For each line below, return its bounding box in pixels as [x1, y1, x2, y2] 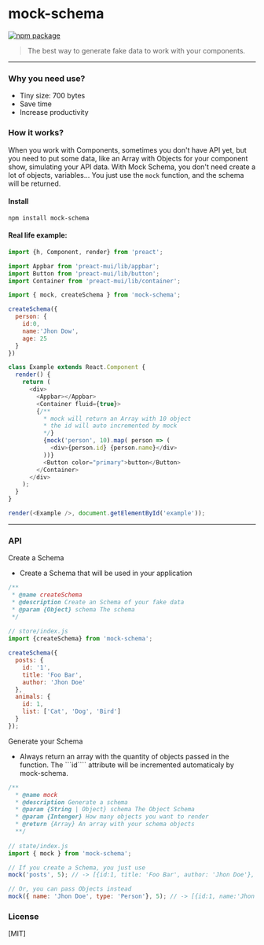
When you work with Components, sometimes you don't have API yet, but [8, 145, 247, 154]
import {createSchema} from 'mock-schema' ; [8, 635, 153, 643]
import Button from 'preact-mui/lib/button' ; [8, 269, 159, 278]
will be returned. [8, 179, 61, 188]
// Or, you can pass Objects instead [8, 885, 132, 893]
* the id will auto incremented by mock [42, 422, 178, 430]
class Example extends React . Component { [8, 364, 146, 371]
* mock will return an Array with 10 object [42, 415, 192, 423]
